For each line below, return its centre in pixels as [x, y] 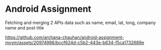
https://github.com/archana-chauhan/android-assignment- [65, 37]
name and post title [25, 27]
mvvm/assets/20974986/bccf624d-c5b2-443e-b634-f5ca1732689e [75, 42]
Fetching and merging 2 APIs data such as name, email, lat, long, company [80, 23]
